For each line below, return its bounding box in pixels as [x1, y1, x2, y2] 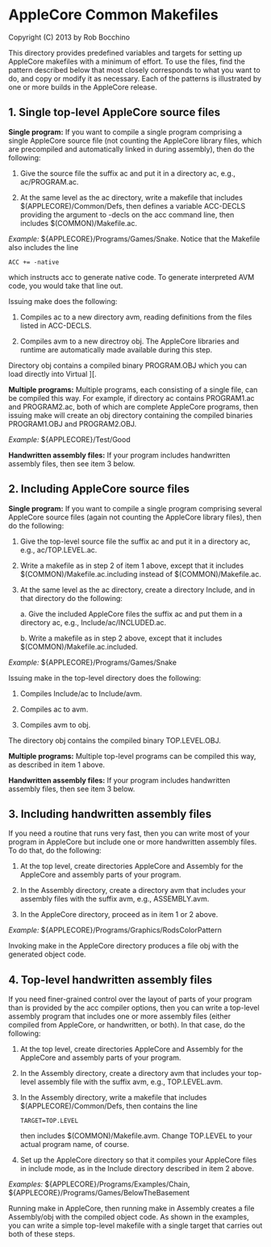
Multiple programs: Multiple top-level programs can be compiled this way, [8, 751, 256, 761]
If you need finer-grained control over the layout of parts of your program [8, 995, 252, 1004]
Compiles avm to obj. [19, 719, 91, 729]
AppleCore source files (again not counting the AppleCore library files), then [8, 512, 262, 522]
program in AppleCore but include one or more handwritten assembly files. [8, 837, 257, 847]
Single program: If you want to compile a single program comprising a [8, 127, 243, 136]
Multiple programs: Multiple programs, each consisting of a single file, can [8, 385, 258, 394]
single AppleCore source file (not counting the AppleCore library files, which [8, 136, 262, 145]
